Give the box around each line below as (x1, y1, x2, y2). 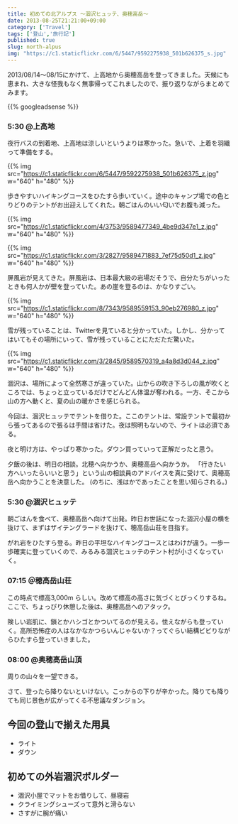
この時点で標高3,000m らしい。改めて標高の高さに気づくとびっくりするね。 (7, 593, 230, 602)
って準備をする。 (7, 148, 57, 156)
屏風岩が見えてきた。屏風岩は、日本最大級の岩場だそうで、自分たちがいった (7, 273, 230, 282)
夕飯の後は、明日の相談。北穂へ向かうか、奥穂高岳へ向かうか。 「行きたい (7, 460, 227, 469)
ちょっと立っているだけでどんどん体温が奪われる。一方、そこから (38, 388, 230, 396)
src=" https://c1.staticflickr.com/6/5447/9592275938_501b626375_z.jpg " (7, 170, 220, 178)
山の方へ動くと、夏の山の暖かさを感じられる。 (7, 397, 144, 406)
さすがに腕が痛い (17, 808, 68, 817)
